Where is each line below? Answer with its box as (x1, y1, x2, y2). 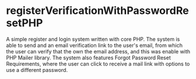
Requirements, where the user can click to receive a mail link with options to (6, 60, 190, 67)
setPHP (6, 16, 43, 30)
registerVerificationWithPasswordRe (6, 4, 189, 17)
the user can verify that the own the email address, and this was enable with (6, 48, 191, 55)
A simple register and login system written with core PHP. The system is (6, 35, 180, 42)
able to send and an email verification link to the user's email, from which (6, 42, 183, 49)
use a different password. (6, 66, 68, 73)
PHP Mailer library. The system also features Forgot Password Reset (6, 54, 171, 61)
